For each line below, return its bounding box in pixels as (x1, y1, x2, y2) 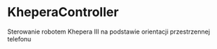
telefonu (7, 34, 32, 43)
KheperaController (7, 4, 119, 20)
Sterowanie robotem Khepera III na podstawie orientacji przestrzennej (7, 27, 210, 36)
